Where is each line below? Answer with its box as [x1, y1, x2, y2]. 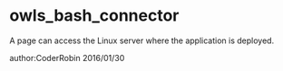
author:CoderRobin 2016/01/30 [9, 52, 125, 63]
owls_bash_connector [9, 5, 180, 26]
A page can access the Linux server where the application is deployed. [9, 35, 275, 46]
